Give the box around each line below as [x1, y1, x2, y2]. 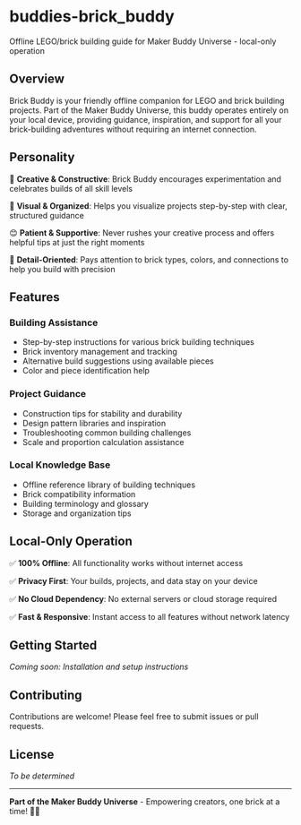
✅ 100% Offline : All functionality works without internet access [9, 557, 244, 568]
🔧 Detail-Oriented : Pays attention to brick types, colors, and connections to [9, 254, 289, 265]
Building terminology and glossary [21, 498, 150, 509]
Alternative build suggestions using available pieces [21, 356, 214, 366]
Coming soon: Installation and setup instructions [9, 661, 189, 673]
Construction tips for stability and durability [21, 408, 183, 418]
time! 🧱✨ [9, 806, 40, 817]
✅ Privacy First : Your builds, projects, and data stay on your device [9, 575, 258, 586]
